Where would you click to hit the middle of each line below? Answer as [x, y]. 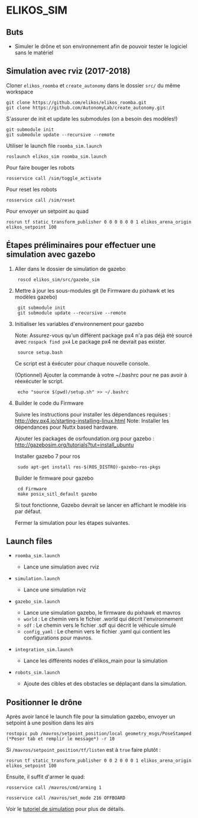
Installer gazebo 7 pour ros [48, 456]
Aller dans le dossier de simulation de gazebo [70, 269]
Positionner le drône [44, 702]
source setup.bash [40, 353]
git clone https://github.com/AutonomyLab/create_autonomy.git [86, 108]
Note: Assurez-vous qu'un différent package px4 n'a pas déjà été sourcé [103, 335]
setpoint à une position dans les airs [50, 723]
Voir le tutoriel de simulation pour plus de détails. [66, 809]
